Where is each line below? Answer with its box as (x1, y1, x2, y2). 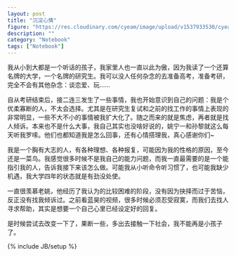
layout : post (7, 10, 46, 18)
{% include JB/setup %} (7, 242, 77, 250)
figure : (7, 23, 30, 30)
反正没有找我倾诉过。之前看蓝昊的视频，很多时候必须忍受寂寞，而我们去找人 (7, 196, 229, 204)
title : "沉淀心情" (7, 17, 58, 24)
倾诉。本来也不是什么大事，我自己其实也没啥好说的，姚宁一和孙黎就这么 (13, 122, 223, 130)
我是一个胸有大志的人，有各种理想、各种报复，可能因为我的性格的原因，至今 (7, 145, 229, 154)
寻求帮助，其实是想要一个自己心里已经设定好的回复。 (7, 204, 162, 213)
